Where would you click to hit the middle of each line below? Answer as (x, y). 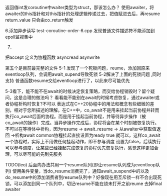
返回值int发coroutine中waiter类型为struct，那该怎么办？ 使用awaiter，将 (79, 7)
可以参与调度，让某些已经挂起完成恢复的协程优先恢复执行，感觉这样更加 (79, 148)
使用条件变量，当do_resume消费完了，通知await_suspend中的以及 (81, 171)
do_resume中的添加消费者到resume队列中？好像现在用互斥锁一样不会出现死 (83, 177)
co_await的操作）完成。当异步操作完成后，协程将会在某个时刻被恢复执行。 (82, 123)
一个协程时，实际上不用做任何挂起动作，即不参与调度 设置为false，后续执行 (83, 141)
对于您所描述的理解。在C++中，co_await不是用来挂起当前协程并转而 (89, 110)
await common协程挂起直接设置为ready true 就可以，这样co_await (92, 135)
